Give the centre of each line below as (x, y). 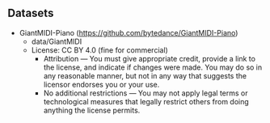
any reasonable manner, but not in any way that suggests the (145, 75)
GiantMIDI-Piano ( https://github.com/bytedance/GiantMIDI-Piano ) (129, 32)
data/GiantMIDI (57, 41)
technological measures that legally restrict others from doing (146, 101)
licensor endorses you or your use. (101, 84)
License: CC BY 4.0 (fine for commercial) (100, 50)
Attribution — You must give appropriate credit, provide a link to (150, 58)
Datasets (31, 13)
